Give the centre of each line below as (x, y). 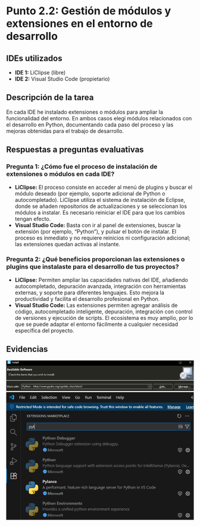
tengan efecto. (33, 219)
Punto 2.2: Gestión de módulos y (89, 11)
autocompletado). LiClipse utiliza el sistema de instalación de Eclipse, (100, 200)
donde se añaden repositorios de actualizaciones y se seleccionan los (101, 206)
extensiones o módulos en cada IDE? (60, 174)
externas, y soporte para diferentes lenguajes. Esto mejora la (90, 292)
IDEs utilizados (34, 58)
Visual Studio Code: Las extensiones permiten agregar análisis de (96, 305)
